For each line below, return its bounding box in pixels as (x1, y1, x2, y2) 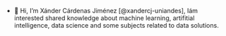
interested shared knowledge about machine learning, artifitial (13, 14, 195, 22)
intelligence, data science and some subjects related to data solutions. (13, 21, 219, 29)
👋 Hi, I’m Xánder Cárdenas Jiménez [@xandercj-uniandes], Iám (13, 7, 198, 15)
